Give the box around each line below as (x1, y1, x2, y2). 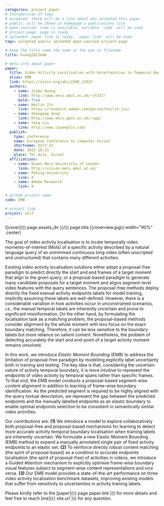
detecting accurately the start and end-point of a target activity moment (5, 337, 150, 343)
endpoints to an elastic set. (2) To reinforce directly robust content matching (5, 444, 159, 450)
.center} (5, 230, 21, 235)
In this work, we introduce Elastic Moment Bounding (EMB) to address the (5, 351, 154, 357)
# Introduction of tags (5, 12, 54, 17)
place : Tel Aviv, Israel (14, 152, 64, 157)
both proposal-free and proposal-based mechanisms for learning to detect (5, 423, 155, 429)
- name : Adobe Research (14, 180, 62, 184)
